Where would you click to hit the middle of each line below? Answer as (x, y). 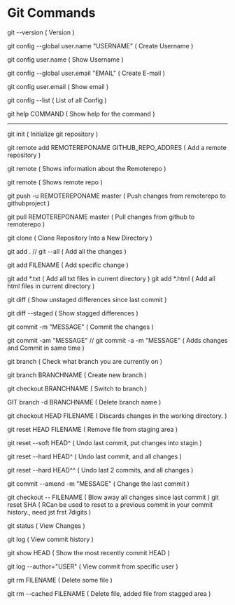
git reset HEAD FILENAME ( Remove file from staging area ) (93, 429)
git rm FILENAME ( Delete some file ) (60, 580)
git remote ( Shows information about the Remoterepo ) (87, 168)
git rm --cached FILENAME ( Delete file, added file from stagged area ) (109, 593)
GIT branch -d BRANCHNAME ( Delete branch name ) (84, 402)
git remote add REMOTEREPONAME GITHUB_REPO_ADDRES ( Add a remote (117, 147)
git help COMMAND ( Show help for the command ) (81, 114)
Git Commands (51, 13)
